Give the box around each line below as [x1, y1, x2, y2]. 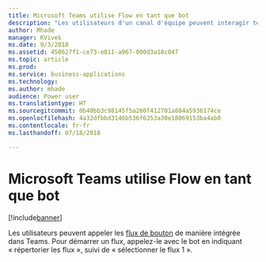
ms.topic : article [8, 56, 69, 64]
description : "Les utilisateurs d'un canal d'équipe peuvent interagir [8, 19, 249, 27]
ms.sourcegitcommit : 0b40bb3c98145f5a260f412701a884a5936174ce [8, 107, 222, 115]
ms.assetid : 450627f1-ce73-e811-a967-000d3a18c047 [8, 48, 179, 56]
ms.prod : [8, 63, 37, 71]
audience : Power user [8, 92, 80, 100]
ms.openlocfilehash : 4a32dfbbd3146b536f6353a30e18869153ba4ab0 [8, 114, 222, 122]
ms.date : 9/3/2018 [8, 41, 69, 49]
